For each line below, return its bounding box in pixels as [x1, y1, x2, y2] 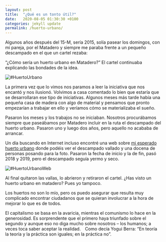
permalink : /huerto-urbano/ [5, 26, 63, 31]
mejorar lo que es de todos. [5, 200, 61, 206]
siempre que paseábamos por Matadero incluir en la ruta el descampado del [5, 120, 161, 126]
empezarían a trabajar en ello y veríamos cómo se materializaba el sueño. [5, 105, 156, 111]
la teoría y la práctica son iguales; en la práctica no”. [5, 231, 111, 237]
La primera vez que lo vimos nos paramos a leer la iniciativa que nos [5, 84, 145, 90]
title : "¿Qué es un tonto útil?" [5, 12, 77, 17]
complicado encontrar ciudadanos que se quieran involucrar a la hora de [5, 195, 154, 201]
